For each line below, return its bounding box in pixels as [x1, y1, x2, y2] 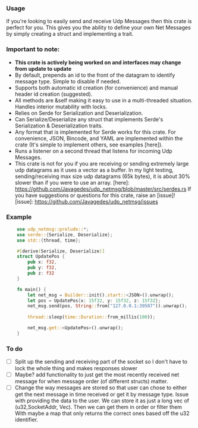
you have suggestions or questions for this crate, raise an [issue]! [14, 192, 175, 199]
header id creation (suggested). [14, 90, 93, 98]
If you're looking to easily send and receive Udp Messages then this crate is [6, 18, 192, 25]
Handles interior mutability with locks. [14, 103, 108, 110]
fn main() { [17, 286, 46, 292]
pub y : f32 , [27, 265, 58, 271]
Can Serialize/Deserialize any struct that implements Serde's [14, 115, 164, 123]
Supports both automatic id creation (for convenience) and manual [14, 84, 178, 91]
